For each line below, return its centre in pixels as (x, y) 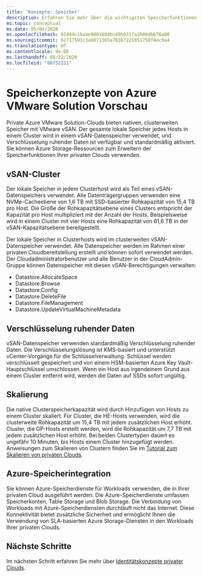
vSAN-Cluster (33, 174)
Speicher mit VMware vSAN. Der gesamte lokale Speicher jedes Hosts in (97, 129)
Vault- (185, 363)
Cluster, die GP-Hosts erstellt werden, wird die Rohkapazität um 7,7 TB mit (99, 428)
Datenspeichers (26, 195)
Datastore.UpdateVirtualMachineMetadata (68, 309)
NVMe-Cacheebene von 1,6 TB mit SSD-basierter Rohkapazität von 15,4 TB (101, 202)
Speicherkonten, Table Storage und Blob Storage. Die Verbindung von (94, 501)
